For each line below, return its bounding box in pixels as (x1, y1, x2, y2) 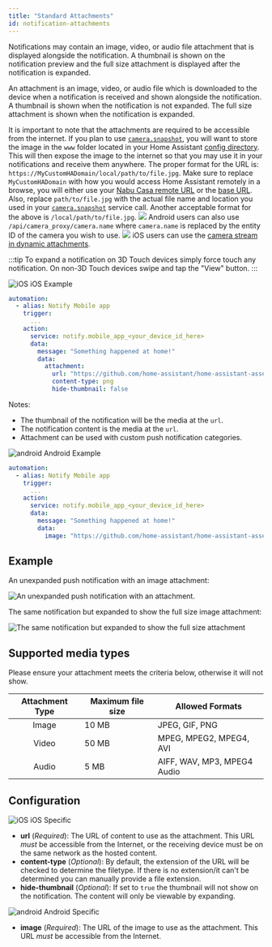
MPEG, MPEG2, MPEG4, (157, 733, 249, 744)
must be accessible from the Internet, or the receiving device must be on (19, 840, 264, 850)
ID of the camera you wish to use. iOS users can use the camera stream (8, 230, 258, 240)
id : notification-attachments (8, 19, 111, 28)
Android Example (44, 448, 101, 458)
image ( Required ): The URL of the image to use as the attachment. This (19, 923, 259, 932)
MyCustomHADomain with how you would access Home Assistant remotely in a (8, 176, 261, 186)
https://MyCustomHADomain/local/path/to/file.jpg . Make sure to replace (8, 168, 253, 178)
